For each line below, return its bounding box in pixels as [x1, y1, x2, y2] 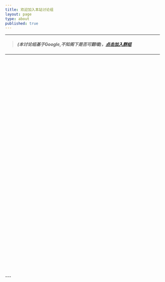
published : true [5, 21, 38, 26]
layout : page [5, 12, 32, 17]
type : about [5, 16, 29, 21]
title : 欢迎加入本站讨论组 [5, 7, 54, 12]
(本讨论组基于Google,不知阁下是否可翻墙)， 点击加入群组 [17, 41, 132, 47]
